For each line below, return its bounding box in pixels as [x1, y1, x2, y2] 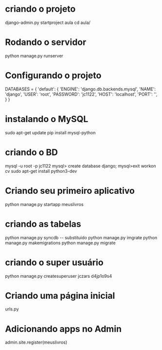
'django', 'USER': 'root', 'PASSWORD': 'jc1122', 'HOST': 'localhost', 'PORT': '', [5, 91, 158, 97]
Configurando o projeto [5, 70, 102, 81]
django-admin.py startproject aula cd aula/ [5, 20, 91, 25]
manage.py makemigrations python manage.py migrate [5, 240, 116, 246]
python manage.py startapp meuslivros [5, 201, 84, 207]
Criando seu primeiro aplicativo [5, 185, 135, 196]
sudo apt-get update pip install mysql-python [5, 129, 96, 135]
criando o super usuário [5, 257, 104, 268]
